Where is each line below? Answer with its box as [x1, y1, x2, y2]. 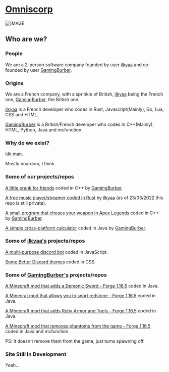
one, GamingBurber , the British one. [5, 96, 80, 102]
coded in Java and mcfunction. [5, 329, 70, 335]
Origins [5, 79, 24, 86]
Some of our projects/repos [5, 173, 74, 180]
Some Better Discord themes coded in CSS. [5, 259, 96, 265]
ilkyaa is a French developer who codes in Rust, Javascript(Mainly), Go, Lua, [5, 106, 164, 112]
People [5, 50, 23, 57]
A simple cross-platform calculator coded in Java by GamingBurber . [5, 225, 146, 231]
